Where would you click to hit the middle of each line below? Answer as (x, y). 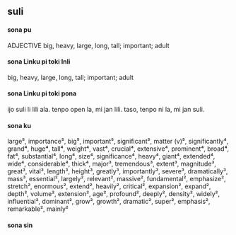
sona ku (19, 125)
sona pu (19, 29)
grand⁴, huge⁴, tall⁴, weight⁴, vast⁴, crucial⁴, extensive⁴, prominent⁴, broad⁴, (118, 149)
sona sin (20, 225)
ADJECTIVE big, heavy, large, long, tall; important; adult (88, 45)
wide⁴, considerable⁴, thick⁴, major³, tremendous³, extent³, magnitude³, (112, 164)
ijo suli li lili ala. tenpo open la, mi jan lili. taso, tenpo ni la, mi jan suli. (106, 109)
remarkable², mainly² (38, 209)
